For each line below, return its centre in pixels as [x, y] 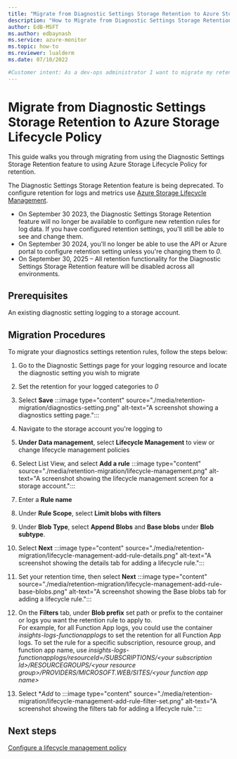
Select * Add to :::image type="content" [75, 694]
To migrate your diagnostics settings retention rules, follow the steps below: [118, 352]
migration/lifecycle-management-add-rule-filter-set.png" [101, 701]
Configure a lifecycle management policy [68, 748]
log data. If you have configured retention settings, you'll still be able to [121, 229]
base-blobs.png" [43, 591]
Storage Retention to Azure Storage [114, 122]
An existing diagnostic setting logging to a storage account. [94, 313]
